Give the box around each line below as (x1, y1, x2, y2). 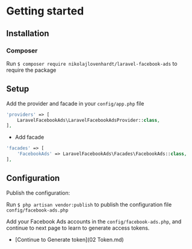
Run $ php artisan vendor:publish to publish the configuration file (6, 201, 172, 208)
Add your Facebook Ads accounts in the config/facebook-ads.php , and (6, 218, 182, 225)
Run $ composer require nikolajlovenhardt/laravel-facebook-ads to (6, 60, 178, 67)
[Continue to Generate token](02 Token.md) (14, 236, 125, 243)
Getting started (6, 4, 84, 18)
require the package (6, 66, 57, 74)
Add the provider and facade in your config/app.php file (6, 99, 144, 107)
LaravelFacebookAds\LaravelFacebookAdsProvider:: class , (17, 117, 161, 123)
